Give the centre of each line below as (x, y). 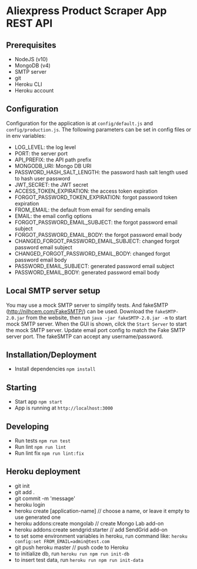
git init (22, 486)
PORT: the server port (41, 153)
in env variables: (26, 135)
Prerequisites (31, 45)
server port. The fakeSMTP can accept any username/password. (85, 336)
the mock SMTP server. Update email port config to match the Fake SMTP (96, 330)
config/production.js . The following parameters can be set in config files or (99, 129)
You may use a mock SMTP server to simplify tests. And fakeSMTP (87, 305)
